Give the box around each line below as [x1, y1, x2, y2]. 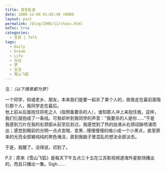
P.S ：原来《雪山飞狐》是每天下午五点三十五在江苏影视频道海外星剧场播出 [5, 155, 155, 161]
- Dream [9, 49, 26, 54]
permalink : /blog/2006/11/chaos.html [5, 21, 83, 26]
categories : [5, 30, 30, 35]
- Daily [9, 44, 26, 49]
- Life [9, 53, 23, 58]
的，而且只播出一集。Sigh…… [5, 161, 65, 167]
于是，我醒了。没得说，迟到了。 [5, 144, 70, 150]
